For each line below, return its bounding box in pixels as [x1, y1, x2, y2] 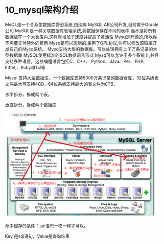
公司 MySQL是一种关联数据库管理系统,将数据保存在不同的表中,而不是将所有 [5, 27, 157, 33]
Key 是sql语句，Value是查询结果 [5, 233, 70, 239]
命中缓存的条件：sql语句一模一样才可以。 [5, 223, 89, 228]
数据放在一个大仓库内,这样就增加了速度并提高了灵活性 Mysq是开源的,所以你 [5, 34, 158, 40]
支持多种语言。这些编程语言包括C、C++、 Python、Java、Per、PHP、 [5, 58, 148, 64]
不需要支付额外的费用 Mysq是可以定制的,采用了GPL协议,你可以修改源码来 [5, 40, 153, 46]
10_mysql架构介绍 [5, 4, 78, 16]
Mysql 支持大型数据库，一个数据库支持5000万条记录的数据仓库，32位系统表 [5, 74, 159, 81]
